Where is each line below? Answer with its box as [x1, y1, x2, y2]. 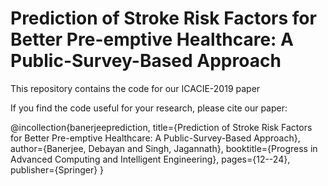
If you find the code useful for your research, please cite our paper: [10, 102, 288, 114]
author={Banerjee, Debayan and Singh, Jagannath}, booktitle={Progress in [10, 142, 318, 154]
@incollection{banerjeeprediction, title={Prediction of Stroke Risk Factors [10, 121, 313, 133]
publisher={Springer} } [10, 163, 105, 176]
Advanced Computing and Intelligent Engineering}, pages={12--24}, [10, 153, 291, 165]
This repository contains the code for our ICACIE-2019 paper [10, 82, 261, 94]
